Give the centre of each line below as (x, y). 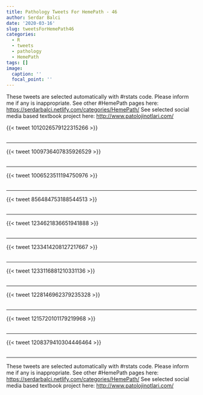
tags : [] (17, 62)
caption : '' (27, 74)
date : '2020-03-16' (31, 23)
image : (14, 68)
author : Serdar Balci (34, 18)
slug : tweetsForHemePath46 (40, 29)
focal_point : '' (32, 79)
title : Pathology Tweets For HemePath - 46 (62, 12)
